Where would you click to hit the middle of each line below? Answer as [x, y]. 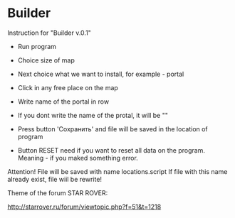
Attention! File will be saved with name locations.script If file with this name [117, 171]
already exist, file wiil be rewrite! [54, 179]
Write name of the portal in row [63, 102]
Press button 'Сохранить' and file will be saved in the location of [113, 129]
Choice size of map [46, 60]
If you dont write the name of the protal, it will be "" [93, 115]
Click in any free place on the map [68, 87]
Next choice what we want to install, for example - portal [101, 74]
